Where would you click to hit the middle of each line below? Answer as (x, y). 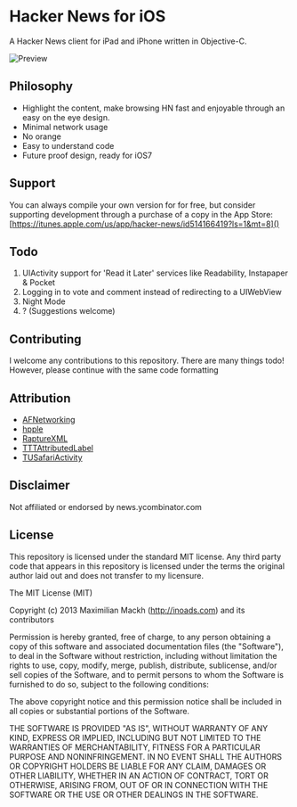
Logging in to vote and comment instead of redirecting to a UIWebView (152, 292)
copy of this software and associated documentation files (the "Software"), (147, 646)
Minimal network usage (65, 127)
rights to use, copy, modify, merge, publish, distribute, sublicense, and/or (143, 665)
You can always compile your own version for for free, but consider (132, 205)
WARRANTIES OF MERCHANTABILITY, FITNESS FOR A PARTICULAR (135, 747)
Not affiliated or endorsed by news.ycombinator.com (106, 506)
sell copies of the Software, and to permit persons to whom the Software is (147, 674)
